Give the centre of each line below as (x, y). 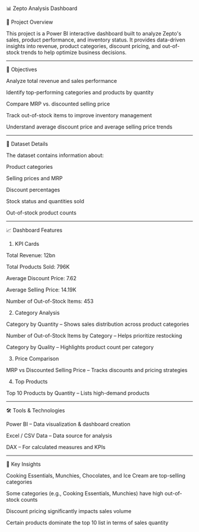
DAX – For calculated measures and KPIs (56, 447)
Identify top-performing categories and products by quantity (80, 92)
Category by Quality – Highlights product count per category (80, 347)
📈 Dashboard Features (34, 230)
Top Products (31, 382)
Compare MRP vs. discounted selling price (58, 104)
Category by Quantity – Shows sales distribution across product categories (98, 324)
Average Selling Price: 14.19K (41, 290)
